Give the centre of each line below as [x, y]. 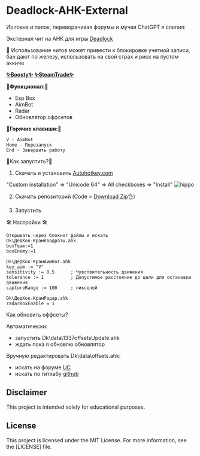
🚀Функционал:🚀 [27, 86]
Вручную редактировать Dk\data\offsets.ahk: [63, 355]
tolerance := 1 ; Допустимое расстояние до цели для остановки [99, 277]
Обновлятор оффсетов [44, 117]
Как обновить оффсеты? [37, 314]
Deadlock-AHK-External [67, 10]
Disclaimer [27, 393]
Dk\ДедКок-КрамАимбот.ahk [38, 262]
